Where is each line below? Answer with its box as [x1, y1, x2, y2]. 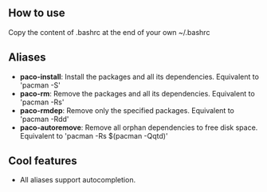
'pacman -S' [19, 80, 61, 90]
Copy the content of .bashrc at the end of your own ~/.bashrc [8, 27, 210, 37]
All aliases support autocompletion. [19, 175, 136, 185]
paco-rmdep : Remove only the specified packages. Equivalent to [19, 105, 235, 115]
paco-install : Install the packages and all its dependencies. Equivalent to [19, 72, 259, 81]
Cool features [8, 155, 77, 168]
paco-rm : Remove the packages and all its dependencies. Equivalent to [19, 88, 255, 98]
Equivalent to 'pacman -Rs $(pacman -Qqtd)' [19, 131, 169, 140]
